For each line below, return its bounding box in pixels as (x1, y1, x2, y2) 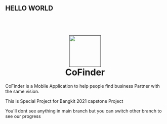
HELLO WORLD (5, 4, 54, 13)
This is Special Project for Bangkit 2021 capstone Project (5, 98, 123, 104)
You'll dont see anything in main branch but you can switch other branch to (5, 108, 162, 114)
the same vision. (5, 88, 39, 95)
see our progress (5, 113, 41, 119)
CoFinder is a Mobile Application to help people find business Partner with (5, 83, 160, 89)
